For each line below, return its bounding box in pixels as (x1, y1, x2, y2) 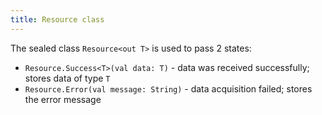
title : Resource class (10, 14, 105, 25)
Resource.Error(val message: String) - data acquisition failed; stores (24, 82, 313, 95)
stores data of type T (24, 72, 111, 84)
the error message (24, 93, 102, 105)
